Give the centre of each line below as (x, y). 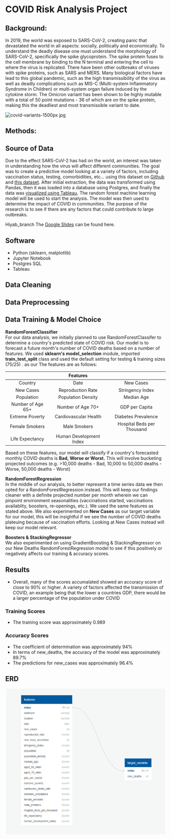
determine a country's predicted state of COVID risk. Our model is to (77, 342)
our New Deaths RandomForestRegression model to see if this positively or (84, 548)
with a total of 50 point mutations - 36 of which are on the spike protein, (81, 100)
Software (20, 240)
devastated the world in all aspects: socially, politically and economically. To (85, 46)
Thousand (136, 429)
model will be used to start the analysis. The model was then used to (77, 198)
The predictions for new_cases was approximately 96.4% (73, 663)
